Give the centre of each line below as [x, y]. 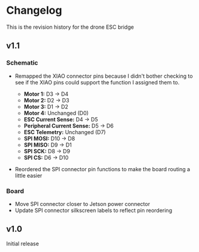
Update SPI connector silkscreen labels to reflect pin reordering [94, 210]
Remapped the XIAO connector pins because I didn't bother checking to [104, 76]
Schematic [22, 63]
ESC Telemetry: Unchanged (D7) [65, 132]
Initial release [22, 244]
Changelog [34, 10]
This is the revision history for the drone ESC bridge [70, 27]
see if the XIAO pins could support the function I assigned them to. [97, 82]
